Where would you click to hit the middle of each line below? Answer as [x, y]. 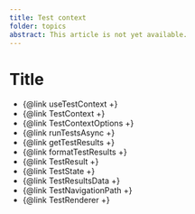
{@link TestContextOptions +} [78, 124]
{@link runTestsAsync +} [69, 133]
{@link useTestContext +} [70, 104]
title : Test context [48, 18]
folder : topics [38, 26]
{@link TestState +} [59, 172]
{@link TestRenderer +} [66, 200]
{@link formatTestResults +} [75, 152]
